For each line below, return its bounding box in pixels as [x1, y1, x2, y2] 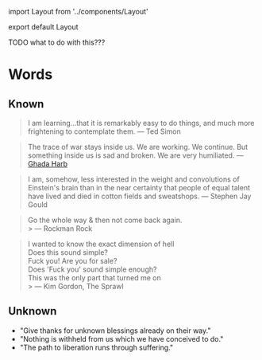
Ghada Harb [27, 159, 68, 168]
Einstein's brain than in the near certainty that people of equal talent [27, 183, 251, 192]
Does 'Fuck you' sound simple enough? [27, 264, 157, 274]
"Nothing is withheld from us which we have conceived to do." [19, 334, 224, 343]
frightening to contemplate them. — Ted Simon [27, 127, 181, 136]
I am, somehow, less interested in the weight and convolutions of [27, 174, 240, 184]
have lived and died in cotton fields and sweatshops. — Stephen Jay [27, 191, 252, 201]
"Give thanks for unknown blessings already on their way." [19, 326, 211, 335]
